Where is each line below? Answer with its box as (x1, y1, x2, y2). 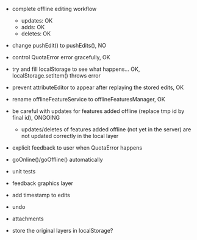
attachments (12, 215, 44, 222)
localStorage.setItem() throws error (12, 72, 101, 79)
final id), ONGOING (12, 114, 60, 121)
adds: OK (21, 24, 45, 31)
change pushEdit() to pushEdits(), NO (12, 42, 107, 49)
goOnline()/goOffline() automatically (12, 156, 103, 163)
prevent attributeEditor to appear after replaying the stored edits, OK (12, 84, 184, 91)
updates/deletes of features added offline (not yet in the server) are (21, 126, 192, 133)
